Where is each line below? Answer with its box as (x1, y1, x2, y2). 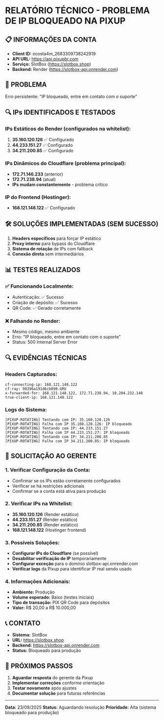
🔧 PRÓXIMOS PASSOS (5, 662, 73, 670)
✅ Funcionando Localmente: (5, 283, 74, 290)
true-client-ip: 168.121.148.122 (5, 395, 73, 400)
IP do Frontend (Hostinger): (5, 194, 71, 201)
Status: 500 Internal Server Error (12, 339, 78, 345)
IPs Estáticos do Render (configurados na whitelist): (5, 125, 131, 132)
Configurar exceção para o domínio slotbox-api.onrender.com (12, 561, 138, 567)
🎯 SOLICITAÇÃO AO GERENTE (5, 452, 97, 460)
